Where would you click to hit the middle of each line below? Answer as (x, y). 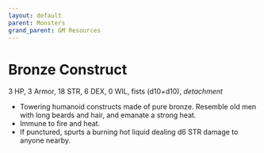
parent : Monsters (37, 23)
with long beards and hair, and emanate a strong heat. (108, 115)
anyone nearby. (45, 140)
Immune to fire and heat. (60, 124)
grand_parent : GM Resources (55, 30)
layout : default (35, 15)
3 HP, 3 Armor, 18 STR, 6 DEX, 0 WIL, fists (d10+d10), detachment (116, 91)
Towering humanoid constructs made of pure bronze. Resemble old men (138, 107)
